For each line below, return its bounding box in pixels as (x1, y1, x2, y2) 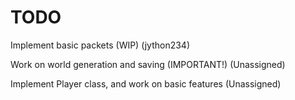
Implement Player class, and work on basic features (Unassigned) (10, 77, 282, 90)
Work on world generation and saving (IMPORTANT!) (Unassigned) (10, 58, 286, 70)
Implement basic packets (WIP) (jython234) (10, 39, 190, 51)
